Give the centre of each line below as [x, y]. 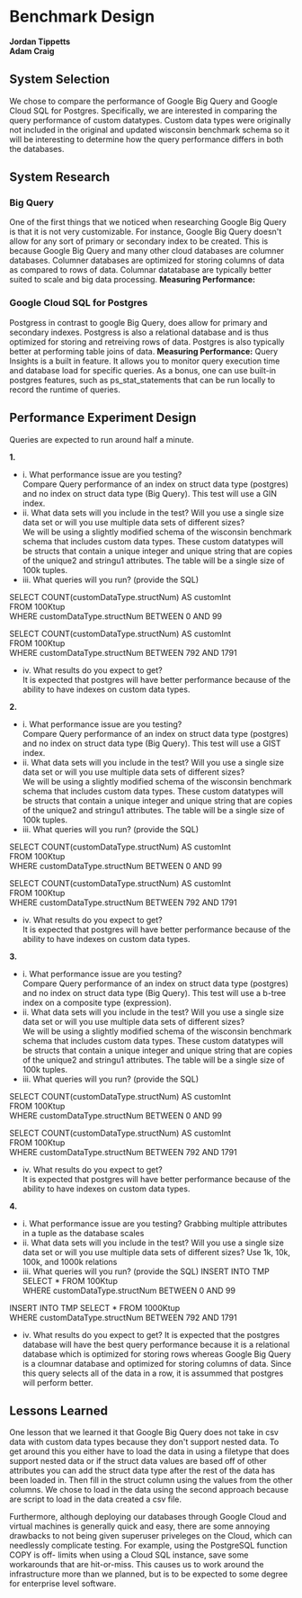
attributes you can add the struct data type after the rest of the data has [142, 1471]
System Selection [60, 80]
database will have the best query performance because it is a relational [156, 1344]
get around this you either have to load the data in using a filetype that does [150, 1451]
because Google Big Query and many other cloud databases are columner [147, 251]
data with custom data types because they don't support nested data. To [144, 1442]
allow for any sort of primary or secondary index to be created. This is [139, 241]
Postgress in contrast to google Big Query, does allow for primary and [138, 322]
